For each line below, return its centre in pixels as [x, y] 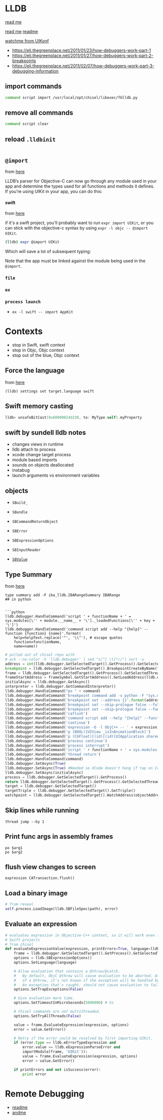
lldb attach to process [34, 449]
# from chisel [19, 944]
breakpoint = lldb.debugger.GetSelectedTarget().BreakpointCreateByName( [81, 668]
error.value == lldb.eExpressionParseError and [71, 1047]
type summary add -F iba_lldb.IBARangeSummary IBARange [63, 595]
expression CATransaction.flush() [40, 878]
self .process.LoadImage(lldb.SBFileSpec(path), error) [62, 909]
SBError [20, 531]
